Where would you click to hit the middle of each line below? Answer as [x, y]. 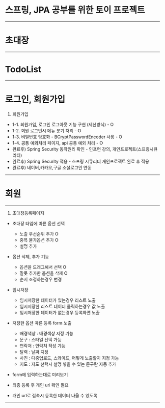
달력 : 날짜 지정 [34, 351]
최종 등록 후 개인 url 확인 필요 [40, 385]
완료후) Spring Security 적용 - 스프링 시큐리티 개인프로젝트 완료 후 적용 [81, 161]
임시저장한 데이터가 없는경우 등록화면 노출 [60, 312]
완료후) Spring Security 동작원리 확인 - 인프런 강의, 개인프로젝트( [75, 149]
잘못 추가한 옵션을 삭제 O [43, 273]
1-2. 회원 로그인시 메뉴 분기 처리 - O [47, 130]
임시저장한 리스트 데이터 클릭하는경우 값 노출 [62, 306]
